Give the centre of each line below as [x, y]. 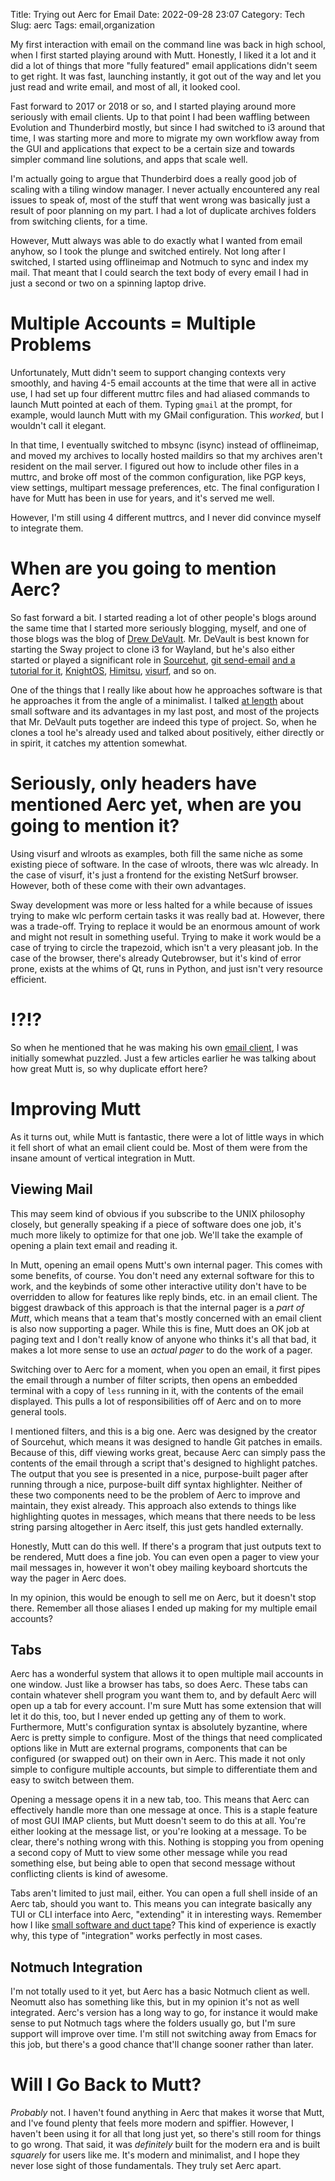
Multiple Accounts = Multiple [133, 323]
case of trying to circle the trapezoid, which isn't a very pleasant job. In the [164, 947]
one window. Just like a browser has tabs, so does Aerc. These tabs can [159, 1685]
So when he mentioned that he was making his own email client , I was [154, 1047]
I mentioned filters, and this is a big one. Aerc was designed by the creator [163, 1431]
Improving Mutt [76, 1108]
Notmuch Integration [76, 1967]
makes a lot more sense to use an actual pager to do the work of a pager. [161, 1350]
